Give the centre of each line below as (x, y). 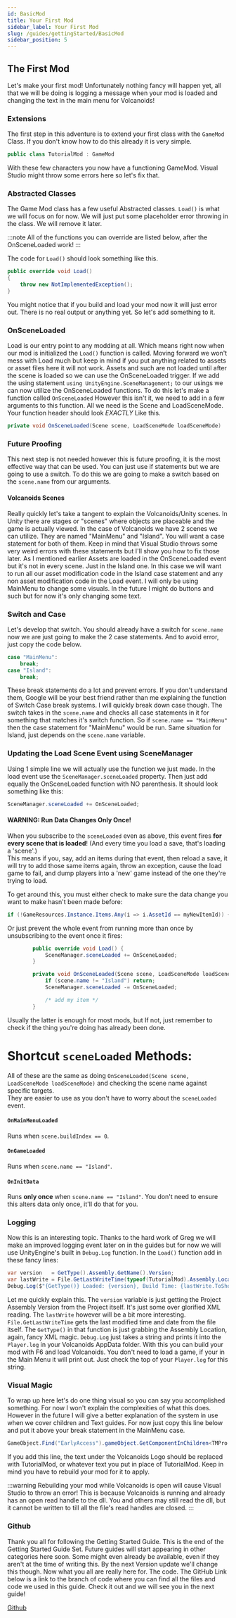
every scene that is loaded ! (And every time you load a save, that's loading (117, 843)
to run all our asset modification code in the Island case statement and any (115, 573)
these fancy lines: (33, 1260)
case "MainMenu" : (33, 657)
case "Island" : (29, 670)
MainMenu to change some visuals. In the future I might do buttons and (111, 588)
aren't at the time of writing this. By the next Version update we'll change (113, 1564)
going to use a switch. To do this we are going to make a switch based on (113, 474)
